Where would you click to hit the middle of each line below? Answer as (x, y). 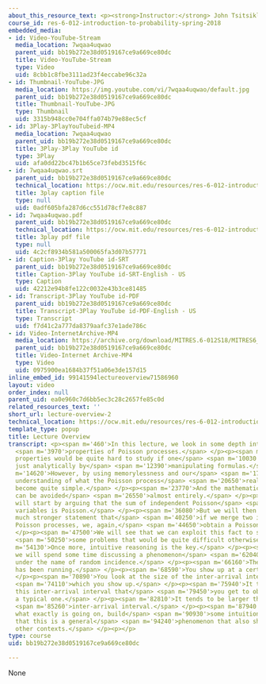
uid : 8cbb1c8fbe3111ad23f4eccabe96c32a (81, 75)
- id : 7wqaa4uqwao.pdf (46, 215)
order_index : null (38, 392)
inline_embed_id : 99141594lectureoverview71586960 (93, 377)
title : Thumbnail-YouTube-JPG (65, 104)
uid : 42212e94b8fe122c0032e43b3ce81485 (81, 289)
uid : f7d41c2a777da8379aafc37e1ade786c (81, 326)
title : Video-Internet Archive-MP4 (74, 356)
